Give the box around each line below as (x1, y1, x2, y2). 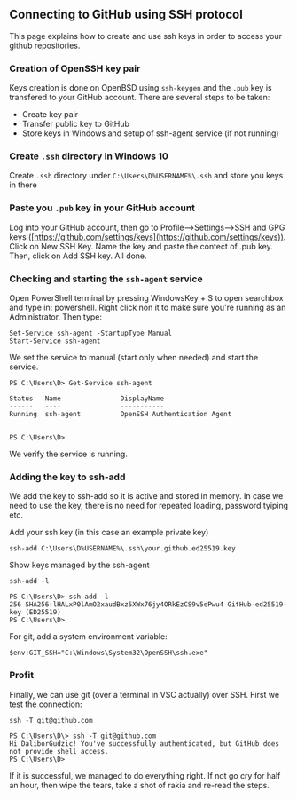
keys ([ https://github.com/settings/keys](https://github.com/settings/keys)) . (9, 231, 286, 242)
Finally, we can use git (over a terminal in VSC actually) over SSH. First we (9, 689, 280, 700)
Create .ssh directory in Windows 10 (9, 150, 168, 162)
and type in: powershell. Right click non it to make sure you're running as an (9, 302, 286, 312)
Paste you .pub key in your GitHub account (9, 202, 196, 214)
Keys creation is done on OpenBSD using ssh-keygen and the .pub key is (9, 83, 272, 93)
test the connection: (9, 699, 82, 709)
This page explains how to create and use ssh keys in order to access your (9, 30, 282, 41)
